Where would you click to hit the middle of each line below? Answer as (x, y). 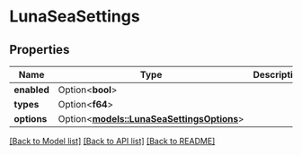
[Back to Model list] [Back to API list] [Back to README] (112, 141)
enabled (31, 90)
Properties (40, 50)
